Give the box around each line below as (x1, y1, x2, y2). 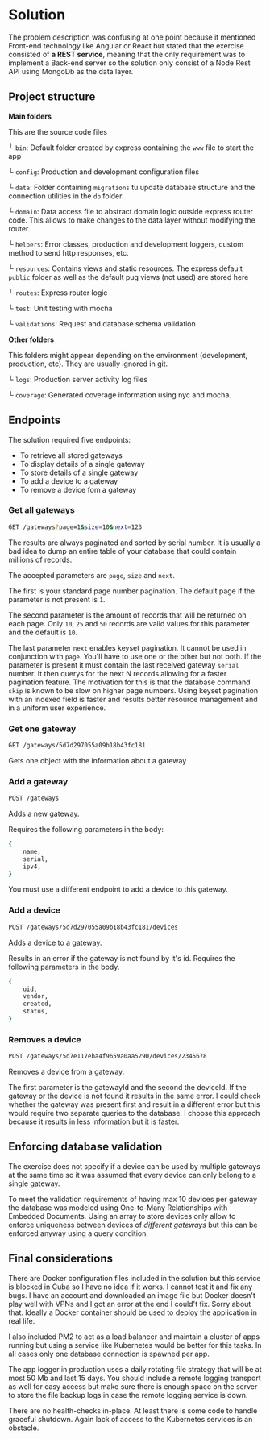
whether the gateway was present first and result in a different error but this (8, 1100, 260, 1109)
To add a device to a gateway (19, 476, 118, 485)
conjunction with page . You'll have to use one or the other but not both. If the (8, 651, 262, 661)
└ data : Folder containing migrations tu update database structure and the (8, 182, 255, 192)
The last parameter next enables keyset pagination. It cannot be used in (8, 643, 247, 652)
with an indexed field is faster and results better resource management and (8, 694, 258, 704)
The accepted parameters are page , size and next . (8, 570, 175, 580)
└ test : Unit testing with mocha (8, 303, 113, 313)
